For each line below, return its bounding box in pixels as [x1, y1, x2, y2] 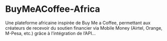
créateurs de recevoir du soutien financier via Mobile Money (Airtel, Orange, [5, 25, 163, 31]
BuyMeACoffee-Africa [5, 3, 100, 15]
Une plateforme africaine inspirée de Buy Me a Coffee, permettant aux [5, 20, 151, 26]
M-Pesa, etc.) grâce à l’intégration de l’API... [5, 30, 96, 36]
